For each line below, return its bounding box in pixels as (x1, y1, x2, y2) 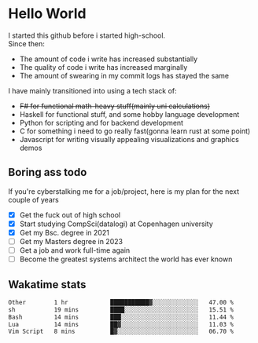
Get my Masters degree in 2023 (19, 236, 123, 246)
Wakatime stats (8, 278, 87, 291)
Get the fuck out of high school (19, 210, 120, 220)
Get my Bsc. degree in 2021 (19, 228, 110, 237)
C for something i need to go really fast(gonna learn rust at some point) (19, 126, 251, 136)
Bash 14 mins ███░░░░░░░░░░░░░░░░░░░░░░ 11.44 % (8, 313, 234, 321)
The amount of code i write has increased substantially (19, 54, 198, 64)
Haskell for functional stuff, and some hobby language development (19, 109, 240, 119)
